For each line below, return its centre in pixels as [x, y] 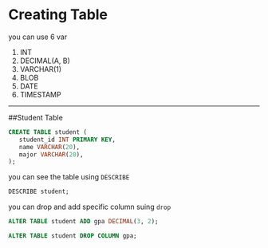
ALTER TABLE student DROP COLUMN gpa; [73, 236]
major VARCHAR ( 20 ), [51, 154]
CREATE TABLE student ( [48, 132]
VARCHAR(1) [41, 69]
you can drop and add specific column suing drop [90, 207]
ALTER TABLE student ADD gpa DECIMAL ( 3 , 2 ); [83, 222]
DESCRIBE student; [39, 192]
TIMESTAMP [40, 94]
